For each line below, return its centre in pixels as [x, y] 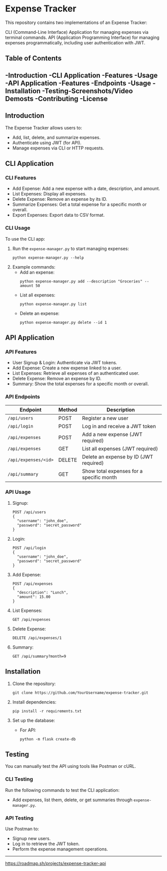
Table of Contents [34, 59]
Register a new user [105, 418]
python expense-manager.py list [53, 304]
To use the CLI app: [25, 239]
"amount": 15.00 [34, 597]
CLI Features [21, 177]
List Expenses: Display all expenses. [49, 194]
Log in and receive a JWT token [119, 426]
